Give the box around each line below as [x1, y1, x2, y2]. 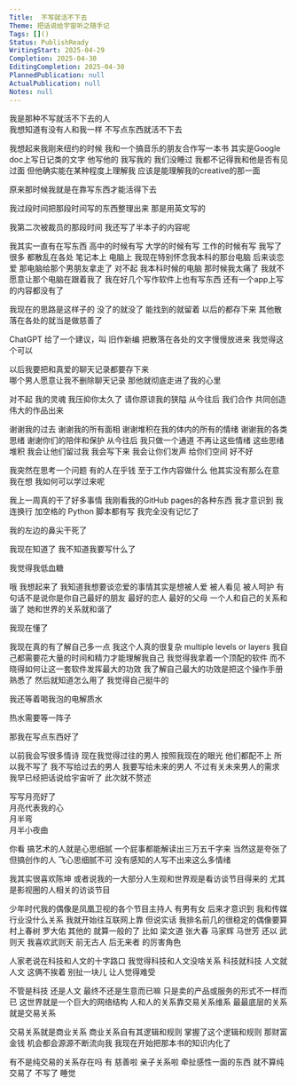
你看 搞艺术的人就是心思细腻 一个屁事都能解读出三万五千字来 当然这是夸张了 [9, 843, 288, 853]
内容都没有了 [16, 285, 64, 296]
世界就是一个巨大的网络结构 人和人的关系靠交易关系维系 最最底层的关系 [26, 996, 288, 1007]
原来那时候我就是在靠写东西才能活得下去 [9, 184, 157, 194]
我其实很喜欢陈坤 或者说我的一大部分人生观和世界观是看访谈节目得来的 [9, 873, 268, 884]
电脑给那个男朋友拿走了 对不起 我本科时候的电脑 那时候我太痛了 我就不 [26, 263, 285, 273]
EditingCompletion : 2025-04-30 [9, 63, 125, 72]
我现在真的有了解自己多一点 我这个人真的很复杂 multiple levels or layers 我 [9, 641, 281, 652]
